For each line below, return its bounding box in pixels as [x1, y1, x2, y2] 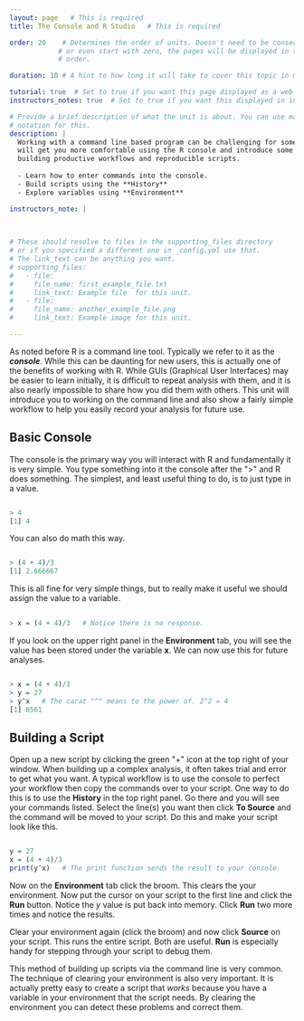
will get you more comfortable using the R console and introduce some [17, 146, 294, 155]
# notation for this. [9, 120, 91, 129]
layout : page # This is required [9, 13, 144, 23]
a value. [9, 482, 39, 493]
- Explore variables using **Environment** [17, 187, 184, 197]
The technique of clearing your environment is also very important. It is [9, 972, 274, 983]
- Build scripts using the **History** [17, 179, 168, 188]
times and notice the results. [9, 909, 116, 920]
